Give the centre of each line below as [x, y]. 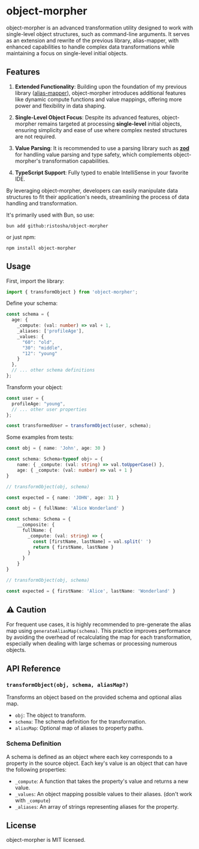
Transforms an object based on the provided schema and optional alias [94, 697]
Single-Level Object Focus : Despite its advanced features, [88, 117]
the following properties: [37, 769]
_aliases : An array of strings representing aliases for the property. [97, 806]
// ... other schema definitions [53, 370]
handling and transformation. [42, 203]
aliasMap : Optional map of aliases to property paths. [79, 728]
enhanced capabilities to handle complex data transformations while [91, 47]
